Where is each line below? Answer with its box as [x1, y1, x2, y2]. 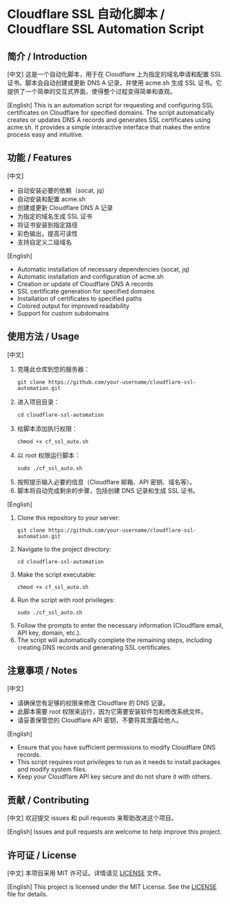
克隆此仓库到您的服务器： [17, 364, 90, 373]
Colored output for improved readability [17, 301, 129, 310]
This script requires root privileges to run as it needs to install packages [17, 758, 221, 766]
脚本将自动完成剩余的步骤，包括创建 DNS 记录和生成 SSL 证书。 [17, 486, 200, 495]
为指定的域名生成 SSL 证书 [17, 212, 93, 220]
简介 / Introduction [7, 50, 87, 62]
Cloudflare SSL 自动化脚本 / [7, 6, 165, 22]
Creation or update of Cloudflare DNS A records [17, 280, 154, 288]
